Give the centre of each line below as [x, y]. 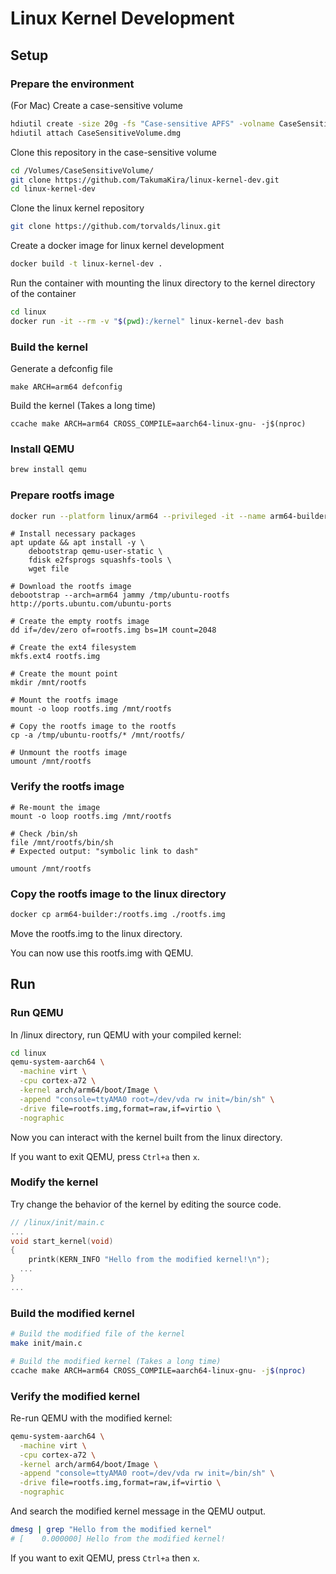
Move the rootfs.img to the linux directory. [96, 933]
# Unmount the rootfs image [69, 753]
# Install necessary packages [73, 534]
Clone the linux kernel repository [77, 208]
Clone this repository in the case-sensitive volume [113, 152]
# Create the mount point [64, 674]
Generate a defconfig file [61, 369]
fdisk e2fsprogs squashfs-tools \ [100, 560]
